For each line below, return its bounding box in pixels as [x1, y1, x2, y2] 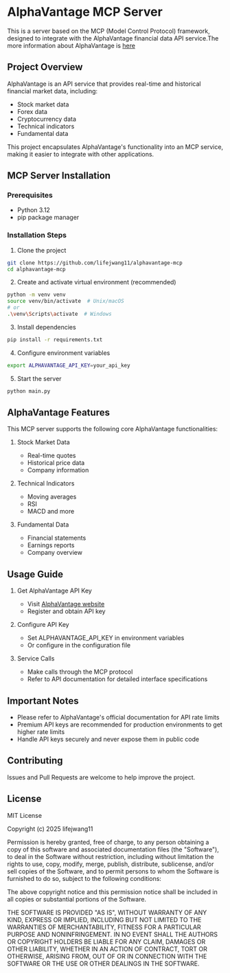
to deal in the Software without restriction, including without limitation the [7, 852, 214, 860]
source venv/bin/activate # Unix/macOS [7, 298, 125, 305]
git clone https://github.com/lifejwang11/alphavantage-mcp [7, 259, 183, 266]
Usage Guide [7, 568, 64, 580]
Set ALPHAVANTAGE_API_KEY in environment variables [27, 634, 185, 642]
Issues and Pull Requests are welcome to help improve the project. [7, 773, 196, 781]
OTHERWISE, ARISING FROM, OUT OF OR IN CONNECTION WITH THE [7, 952, 207, 960]
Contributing [7, 755, 63, 766]
